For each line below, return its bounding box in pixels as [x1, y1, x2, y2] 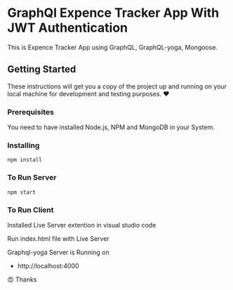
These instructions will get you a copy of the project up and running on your [7, 82, 227, 91]
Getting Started [7, 63, 76, 75]
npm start [7, 188, 36, 196]
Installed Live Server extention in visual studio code [7, 220, 157, 229]
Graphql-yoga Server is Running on [7, 248, 110, 256]
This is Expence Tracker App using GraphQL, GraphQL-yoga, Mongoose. [7, 43, 218, 51]
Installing [7, 140, 40, 150]
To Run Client [7, 205, 54, 215]
